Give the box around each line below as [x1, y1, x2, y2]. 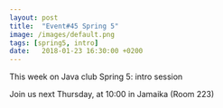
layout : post [9, 13, 59, 22]
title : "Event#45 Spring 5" [9, 22, 119, 31]
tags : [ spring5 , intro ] [9, 38, 99, 48]
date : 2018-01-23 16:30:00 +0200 [9, 47, 144, 56]
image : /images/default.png [9, 30, 116, 39]
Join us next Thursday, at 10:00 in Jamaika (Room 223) [9, 89, 215, 100]
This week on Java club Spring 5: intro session [9, 71, 183, 82]
